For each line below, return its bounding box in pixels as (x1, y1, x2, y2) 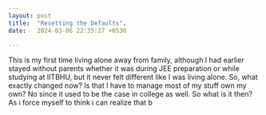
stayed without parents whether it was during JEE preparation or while (8, 64, 240, 73)
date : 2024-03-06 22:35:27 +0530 (8, 26, 127, 34)
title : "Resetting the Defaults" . (8, 19, 127, 27)
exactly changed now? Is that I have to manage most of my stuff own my (8, 81, 247, 90)
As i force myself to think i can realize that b (8, 97, 153, 108)
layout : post (8, 11, 52, 20)
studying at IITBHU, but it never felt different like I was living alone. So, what (8, 73, 258, 82)
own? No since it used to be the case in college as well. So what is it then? (8, 89, 253, 99)
